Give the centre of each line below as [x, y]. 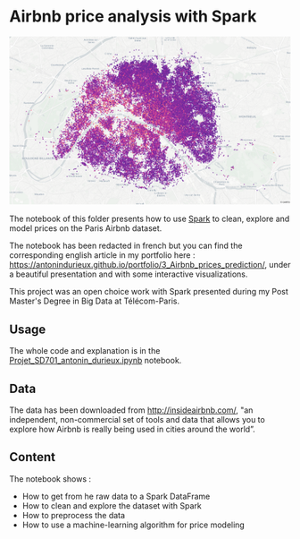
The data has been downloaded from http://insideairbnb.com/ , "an [131, 410]
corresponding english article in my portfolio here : [102, 255]
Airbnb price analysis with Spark [133, 17]
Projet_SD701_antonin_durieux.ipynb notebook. [96, 361]
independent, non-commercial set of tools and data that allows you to [137, 420]
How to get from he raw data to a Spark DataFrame [116, 496]
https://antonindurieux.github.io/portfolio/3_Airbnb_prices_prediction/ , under [150, 265]
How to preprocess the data [74, 515]
